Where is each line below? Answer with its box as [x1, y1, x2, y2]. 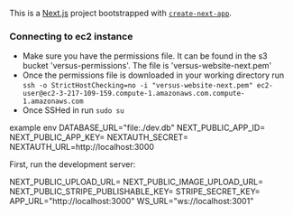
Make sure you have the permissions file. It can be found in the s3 [22, 51, 268, 61]
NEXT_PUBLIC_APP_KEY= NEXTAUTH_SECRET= [9, 132, 189, 143]
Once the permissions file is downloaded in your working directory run [22, 70, 285, 80]
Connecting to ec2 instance [9, 30, 133, 42]
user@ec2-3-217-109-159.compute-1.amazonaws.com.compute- [22, 89, 245, 98]
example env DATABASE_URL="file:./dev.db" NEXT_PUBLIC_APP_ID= [9, 122, 266, 134]
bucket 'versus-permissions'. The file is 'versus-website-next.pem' [22, 61, 272, 71]
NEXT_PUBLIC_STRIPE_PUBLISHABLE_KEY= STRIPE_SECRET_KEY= [9, 186, 261, 197]
